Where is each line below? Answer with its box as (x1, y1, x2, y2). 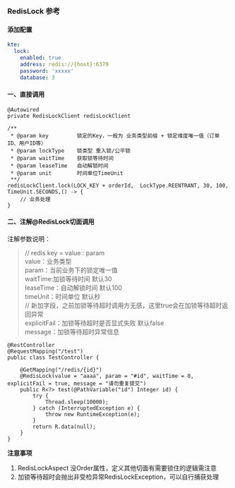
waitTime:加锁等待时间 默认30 (24, 274, 112, 283)
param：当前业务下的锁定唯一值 (24, 266, 118, 274)
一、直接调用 (7, 90, 44, 98)
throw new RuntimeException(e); (44, 410, 140, 417)
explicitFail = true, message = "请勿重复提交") (7, 379, 147, 387)
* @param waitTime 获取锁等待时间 (10, 154, 114, 161)
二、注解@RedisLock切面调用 (7, 217, 95, 226)
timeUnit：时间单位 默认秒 (24, 292, 101, 300)
